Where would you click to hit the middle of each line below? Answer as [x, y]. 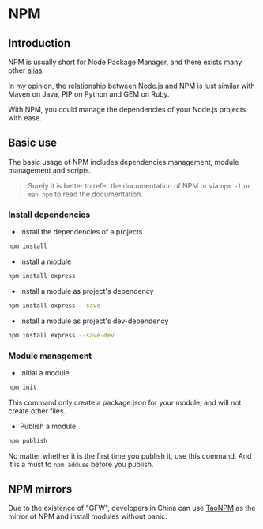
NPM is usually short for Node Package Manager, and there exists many [125, 62]
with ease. [25, 118]
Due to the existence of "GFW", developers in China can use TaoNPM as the [132, 508]
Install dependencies [49, 215]
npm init [23, 387]
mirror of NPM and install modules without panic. [88, 516]
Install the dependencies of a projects [81, 232]
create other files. [37, 411]
